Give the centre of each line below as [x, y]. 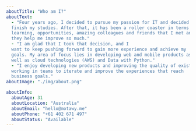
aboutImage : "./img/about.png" [44, 82]
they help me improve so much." [51, 38]
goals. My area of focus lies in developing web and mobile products [97, 55]
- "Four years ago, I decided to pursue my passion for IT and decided [100, 22]
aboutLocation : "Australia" [45, 103]
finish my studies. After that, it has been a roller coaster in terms [100, 28]
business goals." [32, 76]
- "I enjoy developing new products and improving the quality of [94, 65]
